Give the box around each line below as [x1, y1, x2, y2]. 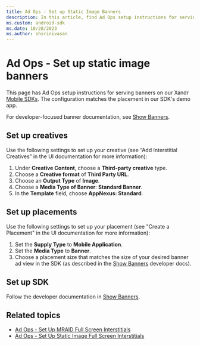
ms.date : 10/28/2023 [6, 25, 58, 32]
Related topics [6, 310, 61, 320]
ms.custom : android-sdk [6, 20, 65, 26]
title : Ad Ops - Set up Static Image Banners [6, 8, 121, 15]
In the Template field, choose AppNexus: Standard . [14, 189, 143, 197]
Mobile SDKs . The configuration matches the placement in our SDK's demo [6, 96, 190, 103]
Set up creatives [6, 131, 68, 141]
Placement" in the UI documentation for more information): [6, 229, 151, 236]
